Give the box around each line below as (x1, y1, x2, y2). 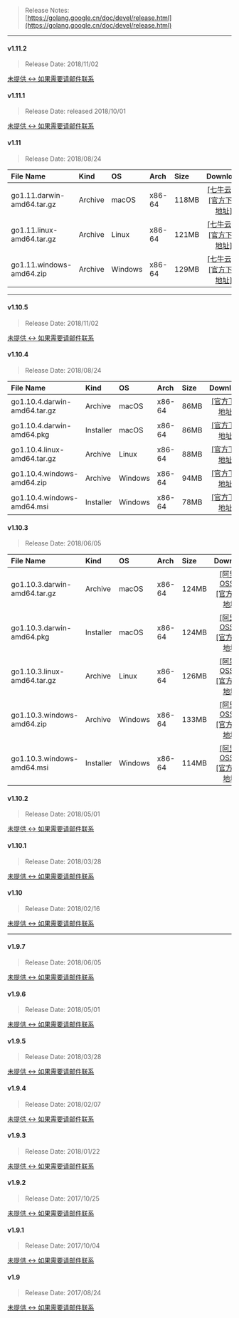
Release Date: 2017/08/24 (24, 1289, 102, 1297)
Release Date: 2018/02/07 (24, 1100, 102, 1108)
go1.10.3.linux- (11, 666, 65, 676)
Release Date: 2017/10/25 (24, 1194, 100, 1203)
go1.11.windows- (11, 260, 73, 270)
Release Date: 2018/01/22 (24, 1147, 100, 1155)
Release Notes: (24, 6, 70, 14)
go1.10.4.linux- (11, 445, 65, 455)
